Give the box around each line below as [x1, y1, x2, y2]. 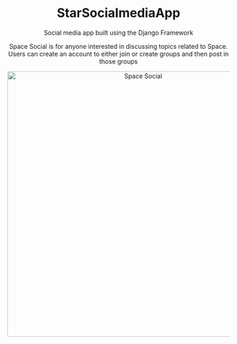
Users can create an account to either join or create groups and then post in [8, 50, 229, 58]
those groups [99, 57, 138, 65]
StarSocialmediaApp [56, 5, 181, 21]
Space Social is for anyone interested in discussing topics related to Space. [9, 42, 228, 50]
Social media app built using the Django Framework [43, 28, 194, 37]
